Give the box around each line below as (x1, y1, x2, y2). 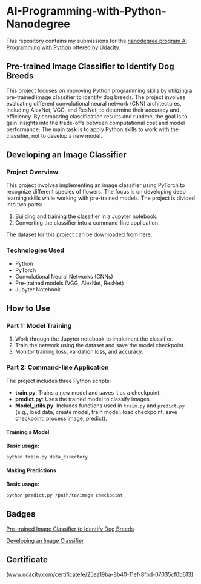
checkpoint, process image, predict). (15, 415, 107, 422)
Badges (6, 509, 36, 520)
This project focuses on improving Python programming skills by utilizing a (6, 87, 193, 94)
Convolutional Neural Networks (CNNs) (15, 273, 113, 280)
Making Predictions (6, 467, 56, 474)
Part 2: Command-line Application (6, 363, 109, 372)
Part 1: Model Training (6, 322, 72, 330)
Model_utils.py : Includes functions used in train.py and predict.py (15, 402, 185, 409)
